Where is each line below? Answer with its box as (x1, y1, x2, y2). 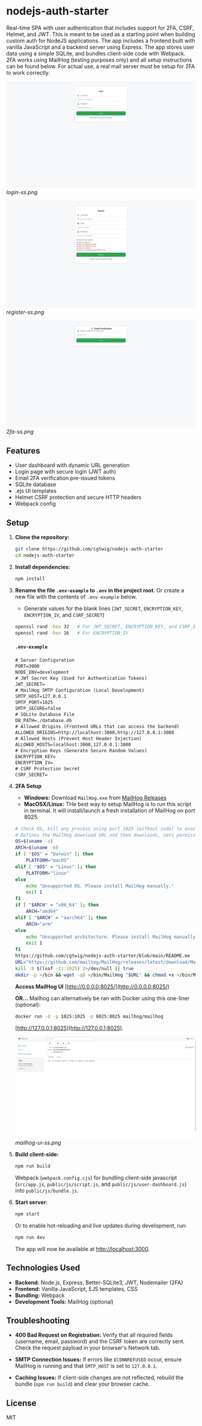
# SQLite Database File (14, 711, 75, 717)
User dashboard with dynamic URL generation (14, 461, 130, 469)
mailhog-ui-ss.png (14, 1139, 61, 1147)
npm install (14, 575, 45, 581)
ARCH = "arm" (26, 921, 54, 927)
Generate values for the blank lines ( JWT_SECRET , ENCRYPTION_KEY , (23, 604, 183, 612)
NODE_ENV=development (14, 669, 69, 675)
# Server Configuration (14, 657, 75, 663)
